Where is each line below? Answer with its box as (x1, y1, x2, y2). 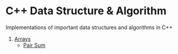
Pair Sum (23, 42, 46, 49)
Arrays (14, 35, 31, 42)
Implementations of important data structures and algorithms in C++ (5, 24, 173, 31)
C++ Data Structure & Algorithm (5, 4, 167, 18)
